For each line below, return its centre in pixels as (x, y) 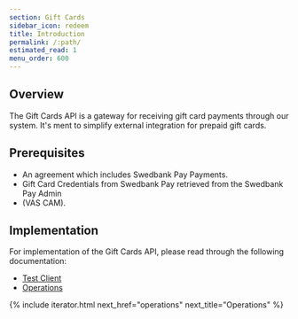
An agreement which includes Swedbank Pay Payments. (125, 175)
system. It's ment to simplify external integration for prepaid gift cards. (138, 125)
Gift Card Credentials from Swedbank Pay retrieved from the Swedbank (153, 183)
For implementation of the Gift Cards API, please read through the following (147, 252)
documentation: (38, 261)
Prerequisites (47, 153)
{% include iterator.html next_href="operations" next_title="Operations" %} (146, 305)
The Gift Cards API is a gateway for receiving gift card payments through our (149, 115)
